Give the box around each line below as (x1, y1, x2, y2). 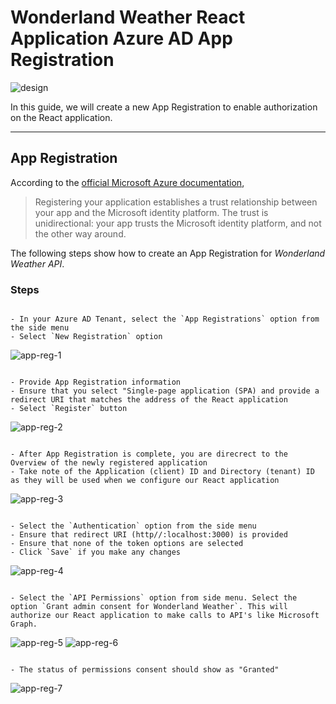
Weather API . (10, 257, 65, 270)
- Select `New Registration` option (10, 332, 163, 342)
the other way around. (34, 227, 127, 240)
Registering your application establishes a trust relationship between (34, 196, 318, 208)
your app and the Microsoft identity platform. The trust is (34, 206, 269, 218)
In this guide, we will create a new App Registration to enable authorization (10, 101, 318, 113)
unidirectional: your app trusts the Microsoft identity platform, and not (34, 217, 322, 229)
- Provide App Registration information (10, 377, 182, 388)
